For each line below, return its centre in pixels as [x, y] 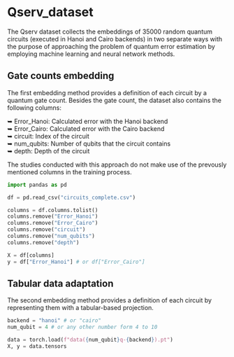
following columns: [34, 107]
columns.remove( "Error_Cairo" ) [53, 223]
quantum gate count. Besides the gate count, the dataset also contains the [115, 100]
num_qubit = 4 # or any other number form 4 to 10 [82, 327]
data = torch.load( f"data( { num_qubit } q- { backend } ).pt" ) [90, 340]
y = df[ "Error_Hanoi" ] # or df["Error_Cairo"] [76, 262]
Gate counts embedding [61, 76]
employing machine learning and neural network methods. [91, 54]
